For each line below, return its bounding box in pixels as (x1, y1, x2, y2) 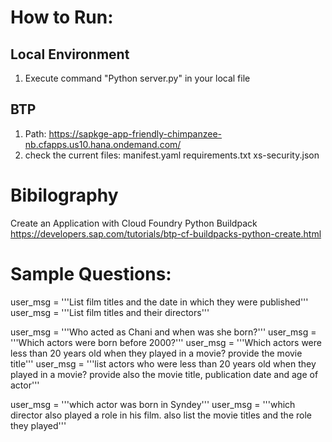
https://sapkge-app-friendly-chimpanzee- (48, 127, 223, 140)
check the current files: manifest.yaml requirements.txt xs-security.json (24, 149, 320, 161)
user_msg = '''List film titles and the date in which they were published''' (10, 296, 309, 308)
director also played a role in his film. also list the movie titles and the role (10, 409, 312, 421)
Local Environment (10, 46, 130, 63)
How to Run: (10, 6, 114, 29)
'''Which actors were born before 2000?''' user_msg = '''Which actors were (10, 336, 322, 348)
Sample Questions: (10, 262, 172, 285)
